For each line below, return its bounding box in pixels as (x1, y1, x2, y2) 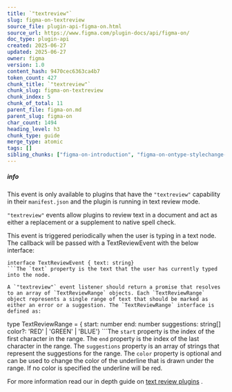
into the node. (7, 271, 51, 278)
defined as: (7, 308, 41, 315)
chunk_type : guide (7, 132, 60, 139)
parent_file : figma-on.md (7, 106, 81, 113)
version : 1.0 (7, 61, 45, 68)
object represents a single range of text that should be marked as (7, 295, 209, 302)
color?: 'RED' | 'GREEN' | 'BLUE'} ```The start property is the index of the (7, 327, 215, 335)
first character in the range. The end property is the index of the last (7, 334, 200, 342)
